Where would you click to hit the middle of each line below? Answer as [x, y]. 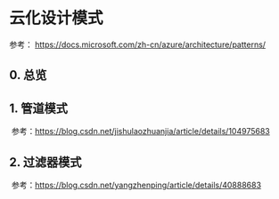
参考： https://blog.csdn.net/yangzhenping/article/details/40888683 [136, 185]
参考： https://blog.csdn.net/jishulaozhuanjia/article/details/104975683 [140, 131]
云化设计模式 [57, 18]
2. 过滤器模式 [45, 162]
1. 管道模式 [39, 108]
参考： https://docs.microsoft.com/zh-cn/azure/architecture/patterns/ [137, 44]
